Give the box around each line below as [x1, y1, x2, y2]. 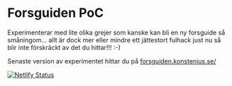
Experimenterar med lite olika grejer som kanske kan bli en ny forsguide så [7, 28, 226, 37]
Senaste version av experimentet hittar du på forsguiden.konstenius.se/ [7, 56, 216, 65]
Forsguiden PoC [7, 5, 104, 21]
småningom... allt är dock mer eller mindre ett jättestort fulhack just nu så [7, 35, 221, 44]
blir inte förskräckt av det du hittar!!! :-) [7, 43, 121, 51]
